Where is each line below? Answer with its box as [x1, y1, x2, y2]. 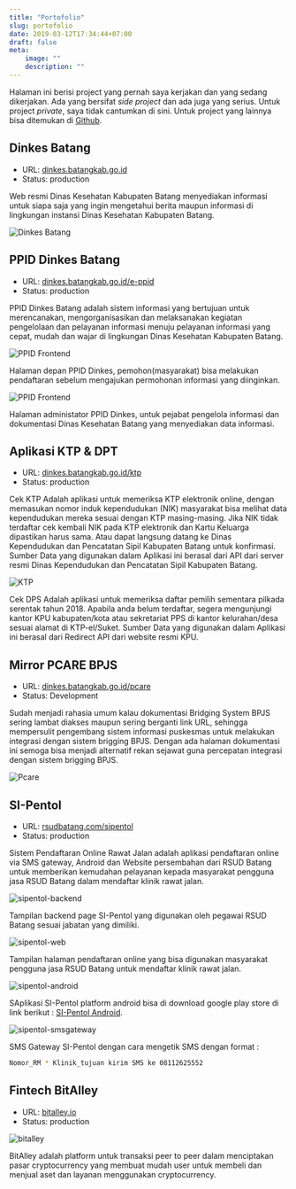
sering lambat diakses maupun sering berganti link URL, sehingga [9, 717, 248, 727]
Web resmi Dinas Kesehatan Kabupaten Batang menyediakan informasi [9, 190, 268, 201]
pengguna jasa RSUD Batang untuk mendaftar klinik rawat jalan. [9, 963, 241, 974]
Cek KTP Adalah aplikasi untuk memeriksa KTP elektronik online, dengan [9, 493, 275, 505]
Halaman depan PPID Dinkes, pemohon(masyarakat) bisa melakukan [9, 365, 259, 376]
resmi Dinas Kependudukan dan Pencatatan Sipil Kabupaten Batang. [9, 560, 258, 571]
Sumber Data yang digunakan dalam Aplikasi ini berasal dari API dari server [9, 550, 285, 561]
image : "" [25, 54, 62, 63]
